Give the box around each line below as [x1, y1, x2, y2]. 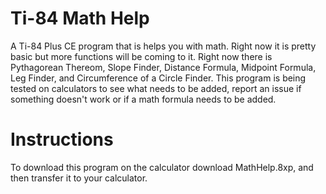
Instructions [10, 128, 114, 151]
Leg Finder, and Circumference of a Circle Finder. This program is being [10, 72, 307, 84]
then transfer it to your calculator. [10, 172, 148, 184]
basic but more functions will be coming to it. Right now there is [10, 50, 273, 62]
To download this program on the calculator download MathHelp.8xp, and [10, 161, 314, 173]
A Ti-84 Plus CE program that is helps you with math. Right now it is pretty [10, 40, 317, 52]
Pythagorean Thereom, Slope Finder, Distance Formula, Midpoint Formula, [10, 61, 317, 73]
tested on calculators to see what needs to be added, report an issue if [10, 82, 302, 94]
